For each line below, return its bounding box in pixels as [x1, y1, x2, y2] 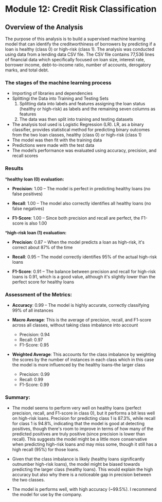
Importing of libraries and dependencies [12, 91, 93, 96]
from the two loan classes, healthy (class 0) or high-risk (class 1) [12, 132, 142, 138]
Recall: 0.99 [19, 376, 44, 382]
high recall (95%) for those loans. [12, 447, 79, 453]
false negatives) [12, 205, 45, 211]
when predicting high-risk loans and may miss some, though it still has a [12, 441, 157, 447]
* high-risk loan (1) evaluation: [5, 229, 67, 235]
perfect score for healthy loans [12, 279, 74, 285]
